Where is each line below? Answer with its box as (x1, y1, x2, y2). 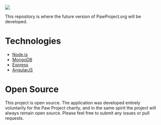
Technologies (5, 36, 62, 47)
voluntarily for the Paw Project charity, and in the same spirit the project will (5, 105, 156, 111)
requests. (5, 115, 24, 121)
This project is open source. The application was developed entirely (5, 99, 141, 106)
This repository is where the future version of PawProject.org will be (5, 14, 142, 19)
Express (12, 62, 29, 68)
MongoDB (12, 56, 32, 62)
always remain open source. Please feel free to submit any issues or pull (5, 110, 150, 116)
